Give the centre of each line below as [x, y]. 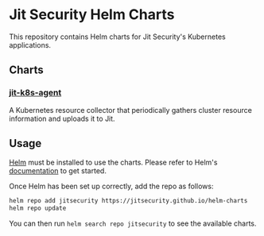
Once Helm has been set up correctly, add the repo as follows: [111, 186]
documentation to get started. [58, 171]
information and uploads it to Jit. [62, 118]
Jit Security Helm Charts [92, 15]
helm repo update [38, 208]
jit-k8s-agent [35, 93]
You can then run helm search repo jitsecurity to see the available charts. [133, 223]
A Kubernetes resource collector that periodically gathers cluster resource [131, 110]
